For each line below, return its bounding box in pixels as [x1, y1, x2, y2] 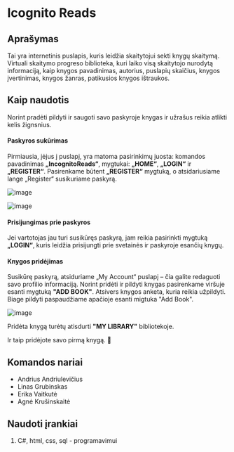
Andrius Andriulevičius [17, 375, 83, 384]
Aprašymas [7, 33, 59, 45]
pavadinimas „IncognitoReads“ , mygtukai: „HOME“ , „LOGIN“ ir [7, 160, 191, 168]
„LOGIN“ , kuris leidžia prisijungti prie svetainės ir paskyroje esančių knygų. [7, 241, 224, 250]
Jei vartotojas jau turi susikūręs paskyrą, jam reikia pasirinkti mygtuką [7, 233, 208, 242]
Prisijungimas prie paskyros [7, 218, 91, 226]
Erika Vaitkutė [17, 390, 57, 399]
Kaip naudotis [7, 94, 69, 106]
